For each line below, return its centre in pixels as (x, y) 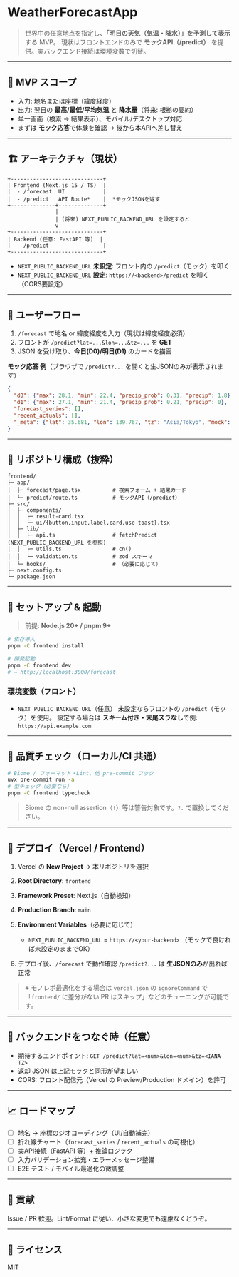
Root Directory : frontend (54, 880)
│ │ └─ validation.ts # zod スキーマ (80, 557)
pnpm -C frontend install (46, 646)
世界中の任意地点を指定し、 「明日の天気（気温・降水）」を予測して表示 (128, 33)
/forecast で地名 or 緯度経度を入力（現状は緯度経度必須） (103, 333)
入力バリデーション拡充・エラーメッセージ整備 (86, 1159)
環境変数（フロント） (44, 692)
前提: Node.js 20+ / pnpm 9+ (68, 626)
